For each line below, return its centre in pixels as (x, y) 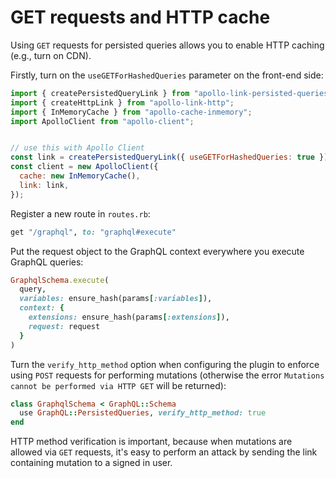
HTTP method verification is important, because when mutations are (151, 442)
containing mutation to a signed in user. (91, 463)
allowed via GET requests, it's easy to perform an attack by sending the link (164, 452)
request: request (64, 326)
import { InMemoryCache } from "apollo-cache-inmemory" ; (131, 112)
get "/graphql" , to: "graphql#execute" (93, 232)
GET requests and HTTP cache (140, 17)
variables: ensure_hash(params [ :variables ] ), (116, 299)
